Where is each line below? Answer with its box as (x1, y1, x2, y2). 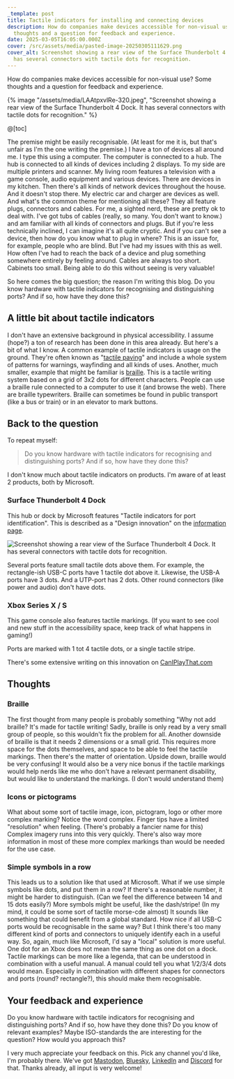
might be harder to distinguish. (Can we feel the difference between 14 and (7, 893, 222, 901)
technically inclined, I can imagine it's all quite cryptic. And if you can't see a (7, 226, 226, 235)
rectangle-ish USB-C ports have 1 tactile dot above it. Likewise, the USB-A (7, 568, 220, 576)
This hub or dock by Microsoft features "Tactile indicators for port (7, 511, 196, 520)
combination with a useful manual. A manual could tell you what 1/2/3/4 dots (7, 960, 226, 968)
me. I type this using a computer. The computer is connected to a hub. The (7, 152, 222, 161)
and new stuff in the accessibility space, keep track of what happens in (7, 623, 212, 632)
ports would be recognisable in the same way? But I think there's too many (7, 923, 221, 931)
